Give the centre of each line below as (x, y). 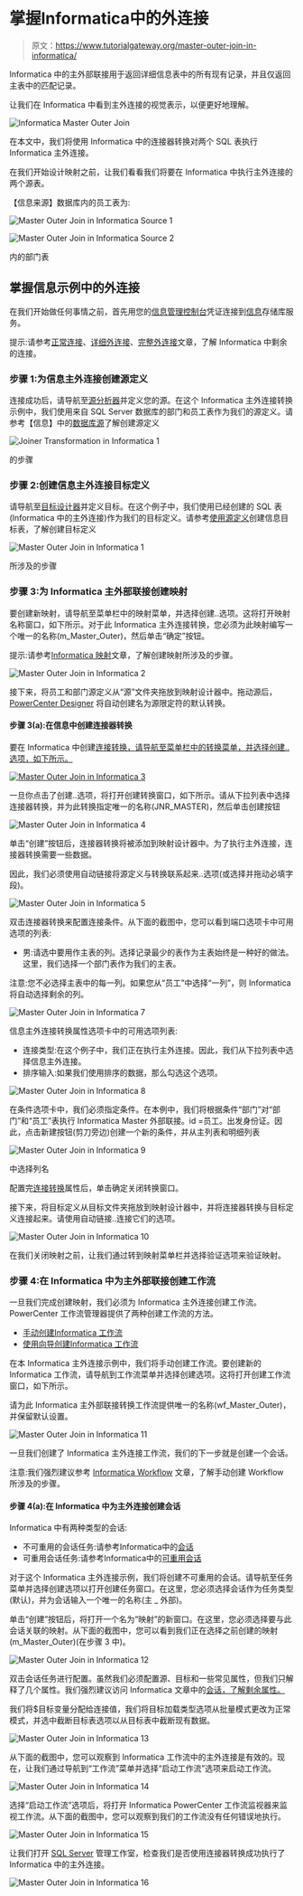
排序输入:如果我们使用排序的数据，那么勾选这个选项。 (122, 1072)
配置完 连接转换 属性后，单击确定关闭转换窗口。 (96, 1188)
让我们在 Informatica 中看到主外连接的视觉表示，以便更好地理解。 (132, 104)
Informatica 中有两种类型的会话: (69, 1528)
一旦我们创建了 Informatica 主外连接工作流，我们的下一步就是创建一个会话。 (151, 1453)
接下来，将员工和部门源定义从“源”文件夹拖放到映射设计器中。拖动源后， (143, 692)
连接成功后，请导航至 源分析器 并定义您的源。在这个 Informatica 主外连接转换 (151, 401)
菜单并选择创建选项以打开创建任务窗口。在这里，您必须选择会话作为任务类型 (151, 1589)
